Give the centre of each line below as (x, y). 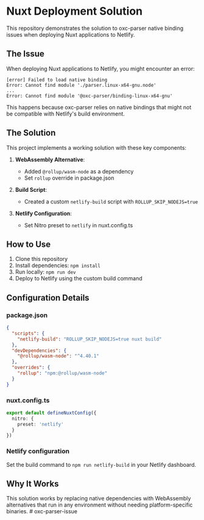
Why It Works (33, 484)
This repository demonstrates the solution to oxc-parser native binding (95, 28)
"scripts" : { (28, 333)
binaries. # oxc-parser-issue (42, 511)
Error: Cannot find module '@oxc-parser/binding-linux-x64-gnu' (90, 96)
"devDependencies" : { (39, 350)
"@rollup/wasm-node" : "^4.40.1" (58, 356)
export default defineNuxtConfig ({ (51, 413)
